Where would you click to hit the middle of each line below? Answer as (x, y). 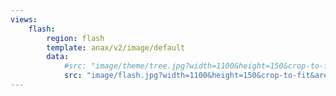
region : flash (75, 38)
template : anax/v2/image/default (116, 47)
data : (58, 57)
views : (24, 19)
